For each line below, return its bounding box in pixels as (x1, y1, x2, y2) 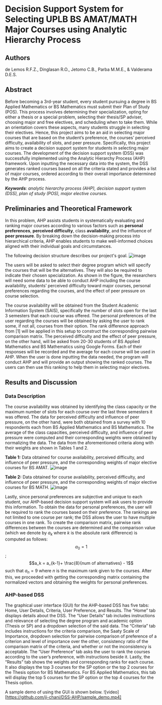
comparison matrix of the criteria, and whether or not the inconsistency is (5, 644, 151, 649)
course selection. (5, 293, 40, 299)
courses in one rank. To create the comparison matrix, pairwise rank (5, 520, 141, 525)
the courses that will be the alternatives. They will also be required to (5, 267, 143, 273)
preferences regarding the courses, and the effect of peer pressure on (5, 288, 146, 294)
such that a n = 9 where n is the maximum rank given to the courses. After (5, 568, 152, 574)
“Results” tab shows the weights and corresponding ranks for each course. (5, 659, 155, 665)
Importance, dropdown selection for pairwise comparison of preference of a (5, 633, 157, 639)
